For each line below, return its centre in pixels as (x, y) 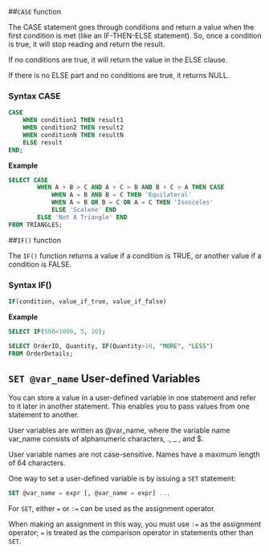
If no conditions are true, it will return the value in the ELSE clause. (118, 60)
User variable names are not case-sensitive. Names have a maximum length (134, 455)
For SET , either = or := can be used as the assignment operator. (112, 509)
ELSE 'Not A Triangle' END (82, 217)
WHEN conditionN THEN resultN (73, 135)
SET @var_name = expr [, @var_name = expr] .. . (90, 493)
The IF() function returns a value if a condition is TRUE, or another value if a (135, 255)
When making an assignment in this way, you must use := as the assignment (135, 524)
